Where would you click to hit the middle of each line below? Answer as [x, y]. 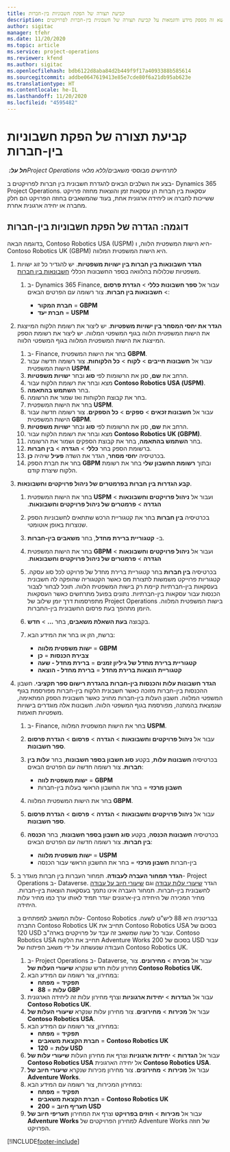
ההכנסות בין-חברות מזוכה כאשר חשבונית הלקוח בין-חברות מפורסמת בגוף [112, 691]
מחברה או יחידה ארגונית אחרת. [47, 205]
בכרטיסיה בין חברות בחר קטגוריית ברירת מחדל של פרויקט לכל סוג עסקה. [122, 572]
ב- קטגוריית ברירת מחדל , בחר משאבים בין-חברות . [96, 538]
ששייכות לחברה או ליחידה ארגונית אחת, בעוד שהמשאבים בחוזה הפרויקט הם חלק [111, 198]
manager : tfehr [29, 33]
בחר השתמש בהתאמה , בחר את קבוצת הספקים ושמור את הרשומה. [115, 441]
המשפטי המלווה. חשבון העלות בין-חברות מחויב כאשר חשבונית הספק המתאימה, [120, 697]
